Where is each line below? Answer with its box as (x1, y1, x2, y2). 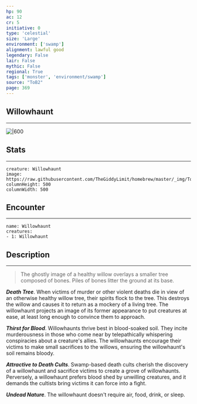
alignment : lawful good (6, 47, 64, 53)
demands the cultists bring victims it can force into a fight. (6, 380, 147, 387)
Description (6, 250, 50, 260)
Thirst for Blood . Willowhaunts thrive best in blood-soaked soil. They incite (6, 325, 188, 332)
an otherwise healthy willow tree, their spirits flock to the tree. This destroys (6, 295, 189, 302)
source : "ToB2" (6, 80, 43, 86)
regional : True (6, 69, 43, 75)
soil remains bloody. (6, 350, 55, 357)
